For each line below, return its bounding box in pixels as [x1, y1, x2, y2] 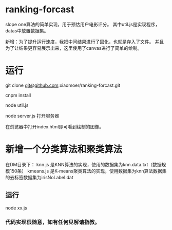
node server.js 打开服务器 [5, 112, 60, 119]
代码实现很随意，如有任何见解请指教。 [5, 218, 100, 225]
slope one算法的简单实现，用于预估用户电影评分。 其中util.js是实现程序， [5, 21, 160, 27]
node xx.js [5, 204, 27, 211]
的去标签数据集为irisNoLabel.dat [5, 174, 73, 180]
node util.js [5, 102, 29, 108]
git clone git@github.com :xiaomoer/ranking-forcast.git [5, 82, 121, 88]
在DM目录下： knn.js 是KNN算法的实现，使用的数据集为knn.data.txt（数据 [5, 161, 162, 167]
